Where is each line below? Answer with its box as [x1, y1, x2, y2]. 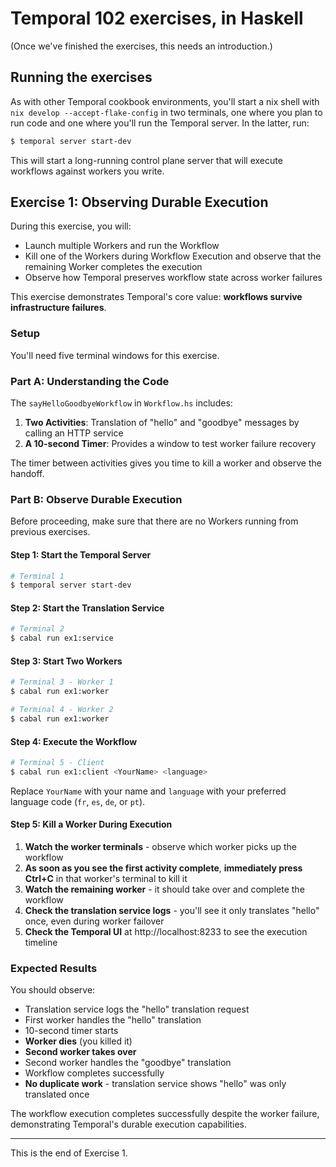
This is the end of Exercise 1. [10, 1147, 128, 1159]
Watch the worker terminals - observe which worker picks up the [24, 841, 297, 853]
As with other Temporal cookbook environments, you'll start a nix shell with [10, 95, 320, 107]
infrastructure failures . [10, 302, 107, 314]
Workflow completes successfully [24, 1067, 165, 1079]
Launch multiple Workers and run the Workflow [24, 240, 220, 252]
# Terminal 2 [10, 624, 65, 634]
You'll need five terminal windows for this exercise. [10, 349, 220, 361]
